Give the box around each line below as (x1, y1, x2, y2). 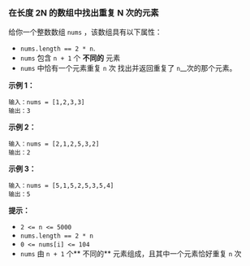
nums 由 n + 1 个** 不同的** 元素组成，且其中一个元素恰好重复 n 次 (19, 249, 242, 259)
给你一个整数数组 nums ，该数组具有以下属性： (8, 27, 162, 37)
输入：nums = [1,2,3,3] (8, 98, 85, 107)
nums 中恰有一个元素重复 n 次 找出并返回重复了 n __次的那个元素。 (19, 63, 237, 73)
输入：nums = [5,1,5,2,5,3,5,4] (8, 181, 114, 190)
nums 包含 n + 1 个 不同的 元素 (19, 53, 120, 63)
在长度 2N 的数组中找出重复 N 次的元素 (8, 7, 160, 18)
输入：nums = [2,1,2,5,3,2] (8, 140, 100, 148)
